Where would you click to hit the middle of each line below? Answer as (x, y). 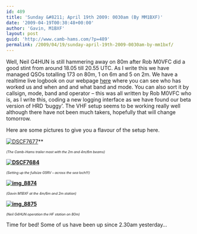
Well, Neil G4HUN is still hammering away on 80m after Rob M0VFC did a (96, 61)
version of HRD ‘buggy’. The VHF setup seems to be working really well (93, 106)
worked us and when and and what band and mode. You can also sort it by (98, 87)
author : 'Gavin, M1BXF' (36, 28)
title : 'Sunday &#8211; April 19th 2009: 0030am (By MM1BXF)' (85, 17)
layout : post (22, 34)
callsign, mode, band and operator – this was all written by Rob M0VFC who (99, 93)
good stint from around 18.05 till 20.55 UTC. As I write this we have (88, 68)
